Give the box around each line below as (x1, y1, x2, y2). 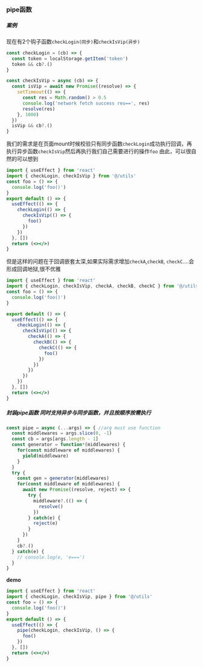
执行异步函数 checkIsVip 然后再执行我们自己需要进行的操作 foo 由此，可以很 (6, 148, 192, 155)
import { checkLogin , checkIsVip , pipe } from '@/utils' (6, 594, 153, 600)
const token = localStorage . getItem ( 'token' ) (11, 56, 129, 62)
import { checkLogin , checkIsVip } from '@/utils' (6, 173, 137, 179)
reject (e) (33, 521, 59, 527)
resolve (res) (22, 106, 56, 112)
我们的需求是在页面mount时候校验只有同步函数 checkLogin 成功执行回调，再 (6, 140, 192, 148)
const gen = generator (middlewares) (17, 475, 110, 482)
